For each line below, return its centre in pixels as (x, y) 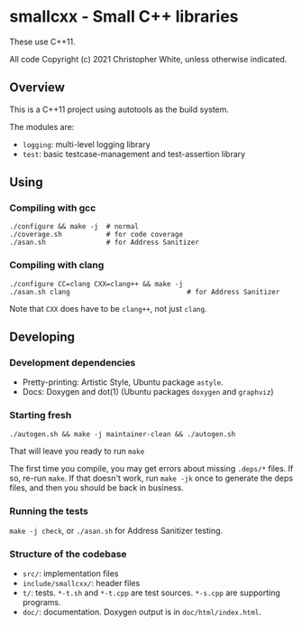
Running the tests (49, 510)
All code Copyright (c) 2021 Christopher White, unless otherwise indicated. (148, 59)
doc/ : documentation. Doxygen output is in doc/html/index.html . (142, 612)
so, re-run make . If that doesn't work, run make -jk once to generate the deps (151, 478)
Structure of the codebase (69, 554)
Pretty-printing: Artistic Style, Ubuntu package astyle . (123, 382)
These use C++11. (42, 42)
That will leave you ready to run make (77, 451)
